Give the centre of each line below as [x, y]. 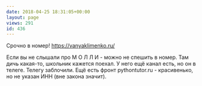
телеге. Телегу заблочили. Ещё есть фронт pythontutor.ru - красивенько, [100, 70]
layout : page [23, 17]
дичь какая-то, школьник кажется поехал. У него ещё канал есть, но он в [101, 64]
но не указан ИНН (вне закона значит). [56, 76]
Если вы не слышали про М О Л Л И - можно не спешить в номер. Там [97, 57]
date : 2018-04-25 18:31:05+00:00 [48, 12]
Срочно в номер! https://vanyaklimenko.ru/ [61, 46]
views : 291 [20, 23]
